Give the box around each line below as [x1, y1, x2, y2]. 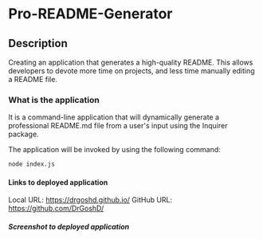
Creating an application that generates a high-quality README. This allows [8, 57, 253, 67]
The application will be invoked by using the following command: [8, 145, 221, 155]
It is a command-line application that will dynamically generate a [8, 112, 220, 122]
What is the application [8, 94, 100, 105]
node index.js [8, 160, 56, 168]
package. [8, 129, 39, 139]
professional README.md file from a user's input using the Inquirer [8, 121, 228, 131]
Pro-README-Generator [8, 5, 173, 23]
